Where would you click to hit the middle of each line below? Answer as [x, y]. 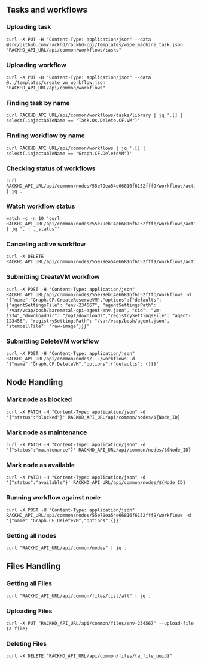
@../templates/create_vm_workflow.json [56, 82]
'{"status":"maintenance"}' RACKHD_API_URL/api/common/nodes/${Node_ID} [99, 450]
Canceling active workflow [46, 244]
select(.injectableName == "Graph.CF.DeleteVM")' [69, 153]
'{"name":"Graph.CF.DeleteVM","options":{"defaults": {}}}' [83, 364]
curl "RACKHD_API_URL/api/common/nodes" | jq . [67, 548]
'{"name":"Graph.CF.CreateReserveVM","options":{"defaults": [84, 300]
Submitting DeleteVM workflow [53, 341]
